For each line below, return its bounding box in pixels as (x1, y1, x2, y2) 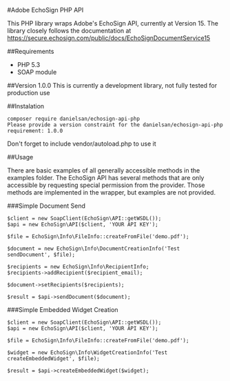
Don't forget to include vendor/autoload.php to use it (7, 139, 156, 148)
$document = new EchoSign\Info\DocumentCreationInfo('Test (7, 245, 180, 252)
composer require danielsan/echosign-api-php (7, 115, 140, 122)
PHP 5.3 (17, 61, 41, 68)
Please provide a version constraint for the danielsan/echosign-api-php (7, 121, 224, 128)
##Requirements (7, 48, 54, 55)
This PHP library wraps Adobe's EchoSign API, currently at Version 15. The (7, 19, 219, 27)
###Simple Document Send (7, 202, 86, 210)
